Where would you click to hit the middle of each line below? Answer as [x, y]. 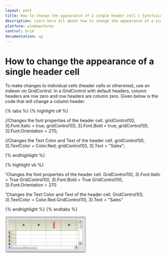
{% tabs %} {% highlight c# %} [37, 111]
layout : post [19, 10]
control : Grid [20, 31]
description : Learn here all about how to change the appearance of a [79, 21]
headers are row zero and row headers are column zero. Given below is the [82, 96]
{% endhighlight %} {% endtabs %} [41, 209]
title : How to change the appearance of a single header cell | [73, 16]
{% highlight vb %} [24, 165]
